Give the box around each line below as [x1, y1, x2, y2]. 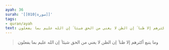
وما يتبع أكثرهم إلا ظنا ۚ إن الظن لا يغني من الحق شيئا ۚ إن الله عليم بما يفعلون [17, 39, 158, 45]
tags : [5, 16, 17, 21]
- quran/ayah [5, 21, 33, 26]
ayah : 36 [5, 7, 24, 12]
